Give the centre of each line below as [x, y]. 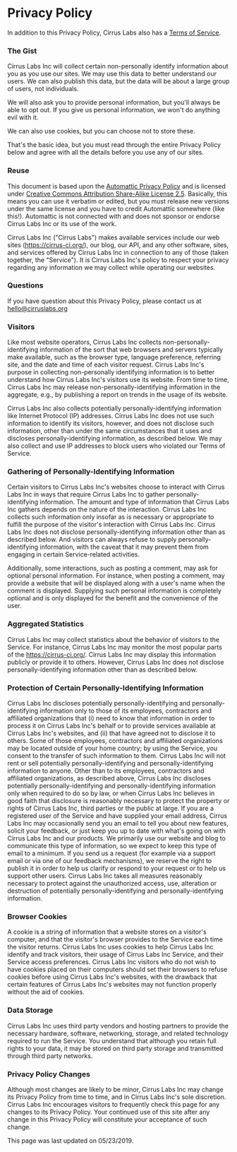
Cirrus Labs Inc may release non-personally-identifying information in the [114, 387]
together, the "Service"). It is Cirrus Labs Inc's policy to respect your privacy [118, 260]
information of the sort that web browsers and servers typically [132, 350]
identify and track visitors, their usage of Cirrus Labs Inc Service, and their [116, 954]
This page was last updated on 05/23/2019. [71, 1140]
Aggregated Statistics [46, 624]
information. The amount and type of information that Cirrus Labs [135, 502]
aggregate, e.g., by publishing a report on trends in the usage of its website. [117, 395]
